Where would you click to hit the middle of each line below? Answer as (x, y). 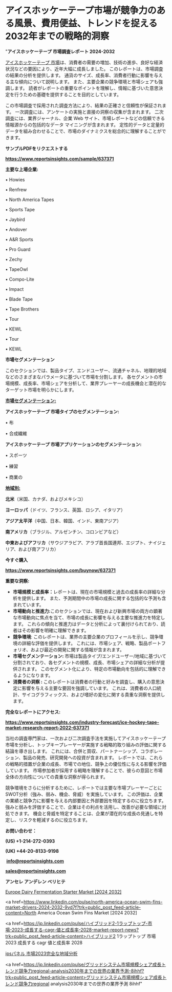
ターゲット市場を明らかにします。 (41, 390)
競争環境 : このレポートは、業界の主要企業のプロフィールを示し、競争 (86, 637)
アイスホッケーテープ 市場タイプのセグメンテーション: (62, 411)
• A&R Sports (19, 239)
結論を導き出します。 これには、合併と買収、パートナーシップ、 (73, 751)
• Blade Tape (19, 299)
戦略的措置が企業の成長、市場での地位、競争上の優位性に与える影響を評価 (88, 764)
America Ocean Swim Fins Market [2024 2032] (87, 912)
